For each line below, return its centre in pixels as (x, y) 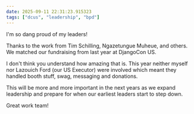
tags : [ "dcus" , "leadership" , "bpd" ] (53, 17)
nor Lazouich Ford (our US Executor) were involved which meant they (91, 69)
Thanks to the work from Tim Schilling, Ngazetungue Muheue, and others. (97, 46)
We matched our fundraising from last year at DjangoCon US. (81, 52)
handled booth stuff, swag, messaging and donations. (72, 76)
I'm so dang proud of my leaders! (47, 34)
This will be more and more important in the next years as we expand (91, 87)
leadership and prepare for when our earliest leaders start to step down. (95, 94)
